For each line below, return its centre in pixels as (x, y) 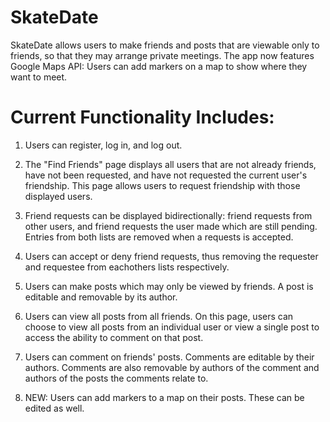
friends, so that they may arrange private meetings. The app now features (162, 55)
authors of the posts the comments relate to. (116, 378)
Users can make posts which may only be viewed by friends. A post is (169, 286)
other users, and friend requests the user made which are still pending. (171, 226)
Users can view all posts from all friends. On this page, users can (159, 316)
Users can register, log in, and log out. (103, 145)
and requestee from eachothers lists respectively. (127, 267)
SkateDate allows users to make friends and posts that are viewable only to (165, 45)
